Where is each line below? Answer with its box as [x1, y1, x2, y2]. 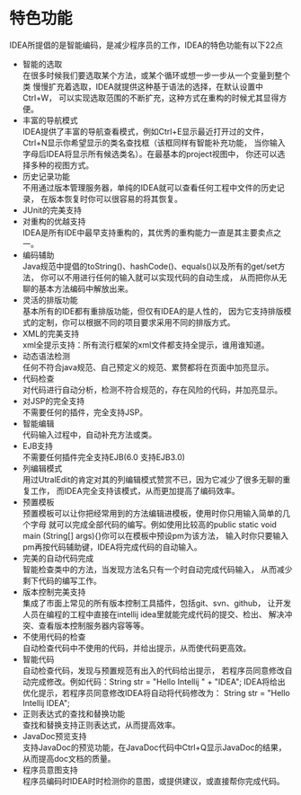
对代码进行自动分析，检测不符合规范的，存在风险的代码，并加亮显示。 [22, 384, 283, 395]
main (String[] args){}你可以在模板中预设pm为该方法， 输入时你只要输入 [22, 530, 289, 541]
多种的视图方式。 [30, 159, 94, 171]
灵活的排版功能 [22, 294, 78, 305]
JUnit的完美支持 [22, 204, 83, 216]
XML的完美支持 [22, 328, 79, 339]
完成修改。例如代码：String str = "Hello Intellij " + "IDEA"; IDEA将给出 [30, 676, 286, 687]
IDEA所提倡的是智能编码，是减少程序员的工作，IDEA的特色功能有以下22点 [9, 40, 283, 50]
